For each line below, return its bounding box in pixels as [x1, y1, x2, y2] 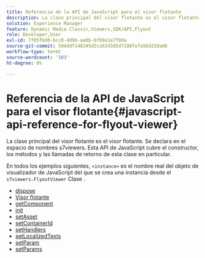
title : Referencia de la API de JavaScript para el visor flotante [6, 9, 182, 15]
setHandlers [15, 226, 46, 234]
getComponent [15, 200, 54, 207]
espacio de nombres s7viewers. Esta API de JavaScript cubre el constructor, [6, 144, 199, 151]
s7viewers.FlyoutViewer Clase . [6, 175, 85, 183]
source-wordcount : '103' [6, 54, 70, 60]
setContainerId [15, 220, 53, 227]
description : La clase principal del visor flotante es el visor [6, 15, 176, 21]
